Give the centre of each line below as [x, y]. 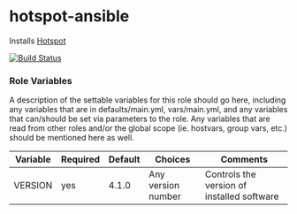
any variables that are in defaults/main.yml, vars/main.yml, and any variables [148, 110]
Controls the [230, 174]
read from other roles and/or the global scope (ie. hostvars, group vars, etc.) [148, 128]
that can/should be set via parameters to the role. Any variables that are [140, 119]
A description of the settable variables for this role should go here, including [148, 100]
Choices [172, 159]
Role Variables [41, 80]
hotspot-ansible [69, 16]
